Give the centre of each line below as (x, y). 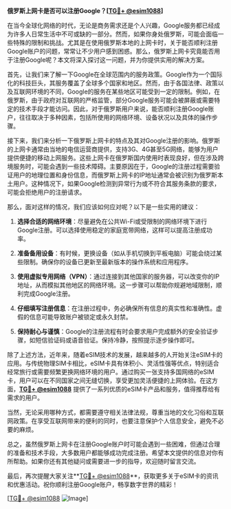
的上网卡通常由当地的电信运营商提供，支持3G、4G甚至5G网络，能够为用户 (113, 149)
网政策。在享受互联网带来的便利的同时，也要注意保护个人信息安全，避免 (109, 421)
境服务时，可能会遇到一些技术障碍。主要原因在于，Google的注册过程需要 (111, 166)
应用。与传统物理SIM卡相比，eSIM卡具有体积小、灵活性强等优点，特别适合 (113, 363)
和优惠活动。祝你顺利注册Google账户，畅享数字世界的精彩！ (93, 485)
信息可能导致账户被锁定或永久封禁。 (80, 317)
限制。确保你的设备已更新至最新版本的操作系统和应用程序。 (108, 262)
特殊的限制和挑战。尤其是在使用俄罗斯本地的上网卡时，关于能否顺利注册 (115, 43)
